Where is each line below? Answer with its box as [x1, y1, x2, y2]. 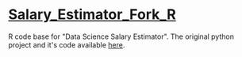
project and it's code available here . [8, 40, 125, 49]
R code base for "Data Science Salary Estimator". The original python [8, 32, 234, 41]
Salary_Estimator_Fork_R [8, 6, 176, 24]
